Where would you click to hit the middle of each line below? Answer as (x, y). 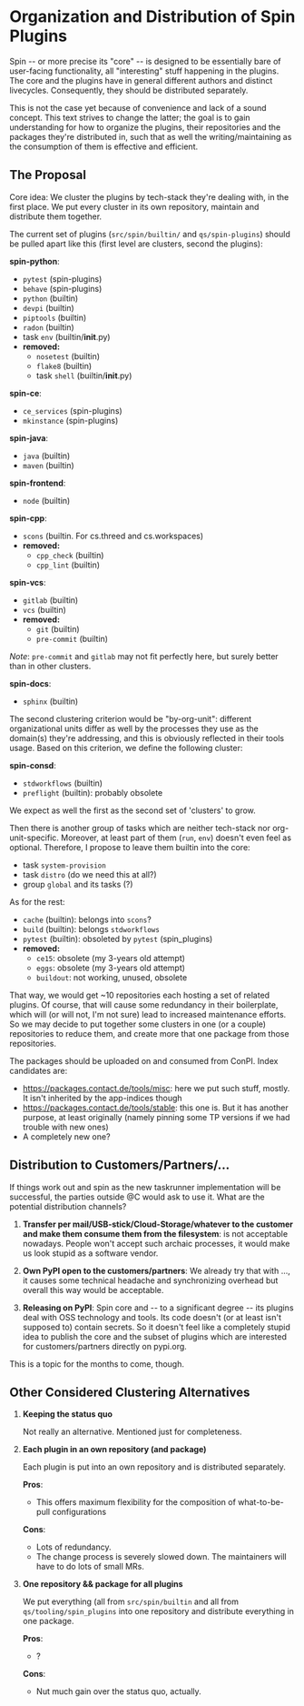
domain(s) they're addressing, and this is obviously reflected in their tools (147, 738)
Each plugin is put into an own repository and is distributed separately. (154, 1467)
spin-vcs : (28, 582)
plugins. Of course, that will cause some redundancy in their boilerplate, (144, 1004)
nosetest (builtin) (68, 356)
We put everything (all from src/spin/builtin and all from (130, 1601)
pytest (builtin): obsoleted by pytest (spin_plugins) (118, 938)
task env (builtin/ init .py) (66, 336)
